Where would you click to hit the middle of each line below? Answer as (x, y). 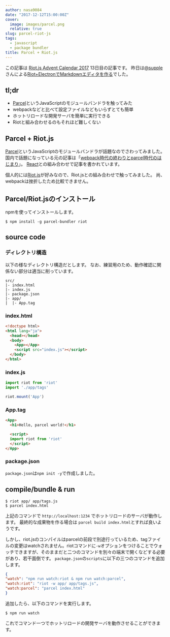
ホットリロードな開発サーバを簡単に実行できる (61, 116)
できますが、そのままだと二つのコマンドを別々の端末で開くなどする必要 (90, 552)
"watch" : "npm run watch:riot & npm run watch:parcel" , (65, 579)
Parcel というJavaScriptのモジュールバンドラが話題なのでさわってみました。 (85, 151)
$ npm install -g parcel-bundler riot (46, 222)
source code (25, 237)
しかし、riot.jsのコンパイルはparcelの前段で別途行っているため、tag (77, 539)
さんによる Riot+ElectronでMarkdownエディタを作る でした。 (68, 74)
